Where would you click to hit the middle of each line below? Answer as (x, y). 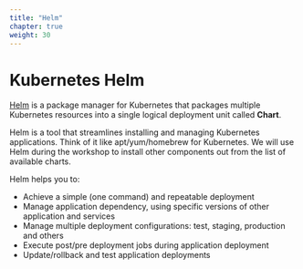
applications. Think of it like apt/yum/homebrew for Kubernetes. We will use (152, 142)
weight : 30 (30, 35)
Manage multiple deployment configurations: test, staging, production (154, 226)
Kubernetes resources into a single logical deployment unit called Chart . (146, 115)
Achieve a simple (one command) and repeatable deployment (139, 197)
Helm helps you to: (45, 180)
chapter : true (37, 26)
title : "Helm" (37, 18)
